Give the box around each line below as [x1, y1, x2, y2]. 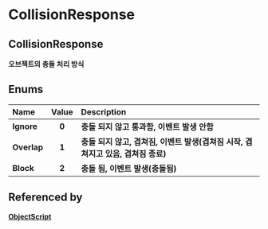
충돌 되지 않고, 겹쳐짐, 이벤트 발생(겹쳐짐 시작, [81, 136, 243, 147]
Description [81, 106, 127, 117]
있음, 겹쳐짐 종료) [104, 148, 167, 159]
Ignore [12, 121, 38, 132]
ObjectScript [8, 212, 52, 221]
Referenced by [8, 191, 83, 204]
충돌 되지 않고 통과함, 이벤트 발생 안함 [81, 121, 214, 132]
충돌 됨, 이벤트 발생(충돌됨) [81, 163, 177, 174]
